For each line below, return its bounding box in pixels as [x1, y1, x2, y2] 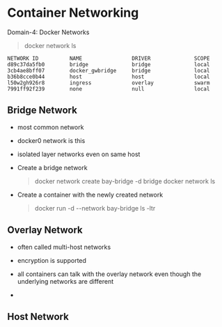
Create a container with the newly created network [17, 190, 164, 199]
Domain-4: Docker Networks [7, 28, 90, 36]
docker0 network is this [17, 136, 86, 144]
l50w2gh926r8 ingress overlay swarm [7, 79, 210, 86]
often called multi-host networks [17, 243, 111, 251]
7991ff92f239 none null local [7, 85, 210, 92]
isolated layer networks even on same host [17, 150, 141, 158]
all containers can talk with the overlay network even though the [17, 270, 202, 278]
